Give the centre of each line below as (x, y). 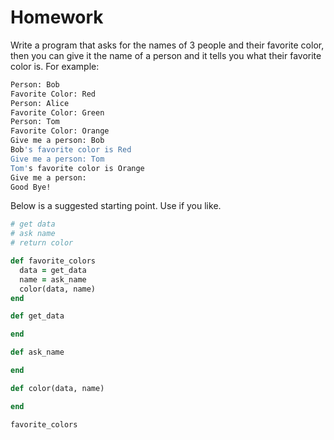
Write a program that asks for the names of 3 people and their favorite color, (167, 45)
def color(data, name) (57, 388)
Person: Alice (40, 103)
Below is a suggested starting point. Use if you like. (116, 206)
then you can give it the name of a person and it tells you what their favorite (166, 55)
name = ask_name (53, 279)
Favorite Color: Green (57, 112)
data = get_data (53, 270)
